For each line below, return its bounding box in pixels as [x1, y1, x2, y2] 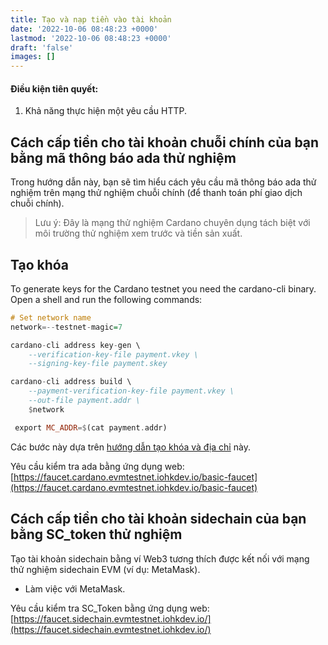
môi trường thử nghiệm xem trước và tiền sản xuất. [34, 227, 243, 240]
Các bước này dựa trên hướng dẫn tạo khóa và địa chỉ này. [10, 441, 251, 453]
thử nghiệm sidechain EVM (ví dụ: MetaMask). [10, 563, 201, 575]
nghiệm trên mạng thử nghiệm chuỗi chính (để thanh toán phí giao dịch [10, 187, 303, 199]
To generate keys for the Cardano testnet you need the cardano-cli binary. [10, 282, 317, 295]
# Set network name [10, 312, 92, 323]
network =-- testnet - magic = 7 [10, 322, 123, 332]
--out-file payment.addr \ [28, 396, 141, 406]
